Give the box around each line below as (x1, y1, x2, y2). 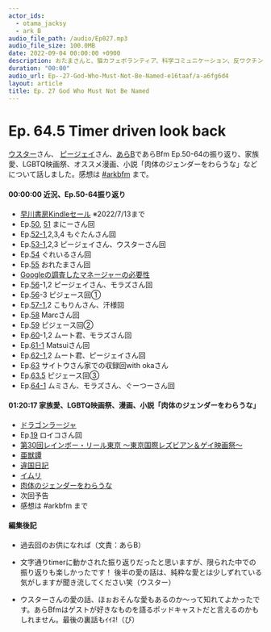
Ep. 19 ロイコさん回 (19, 429, 82, 440)
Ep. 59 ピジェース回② (19, 320, 94, 329)
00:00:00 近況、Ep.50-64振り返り (8, 189, 127, 199)
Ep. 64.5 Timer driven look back (8, 122, 227, 140)
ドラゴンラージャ (19, 420, 77, 429)
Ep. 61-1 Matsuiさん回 (19, 340, 90, 349)
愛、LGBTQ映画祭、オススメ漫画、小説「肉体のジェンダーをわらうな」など (8, 159, 258, 170)
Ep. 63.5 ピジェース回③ (19, 370, 100, 380)
